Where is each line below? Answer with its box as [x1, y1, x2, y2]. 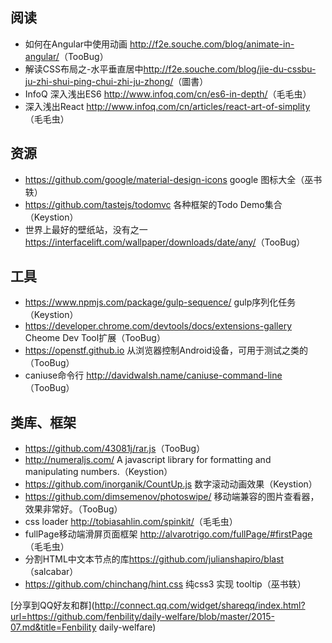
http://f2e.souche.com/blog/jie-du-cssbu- [143, 63, 317, 75]
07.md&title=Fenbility [10, 621, 97, 633]
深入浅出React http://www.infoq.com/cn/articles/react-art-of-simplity [24, 100, 311, 112]
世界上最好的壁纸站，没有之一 [24, 223, 148, 235]
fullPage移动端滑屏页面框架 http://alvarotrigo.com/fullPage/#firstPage [24, 528, 313, 540]
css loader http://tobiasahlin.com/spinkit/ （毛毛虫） [24, 516, 238, 528]
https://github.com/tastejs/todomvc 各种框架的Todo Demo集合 [24, 198, 283, 210]
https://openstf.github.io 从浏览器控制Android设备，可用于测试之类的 [24, 344, 309, 357]
